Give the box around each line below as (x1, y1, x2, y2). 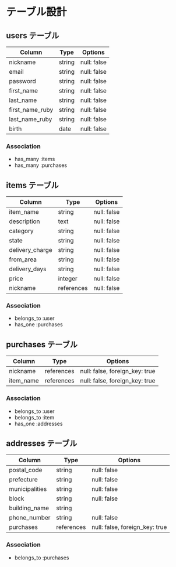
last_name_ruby (9, 115, 52, 123)
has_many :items (14, 156, 55, 163)
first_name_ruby (9, 106, 54, 114)
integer (58, 275, 78, 283)
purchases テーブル (6, 339, 78, 349)
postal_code (9, 466, 43, 474)
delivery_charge (9, 246, 52, 254)
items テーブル (6, 180, 59, 190)
